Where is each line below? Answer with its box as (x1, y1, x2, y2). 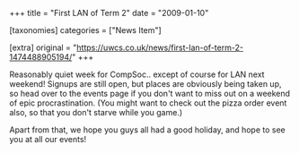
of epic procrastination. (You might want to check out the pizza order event (9, 98, 287, 108)
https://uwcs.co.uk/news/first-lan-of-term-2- (75, 42, 244, 53)
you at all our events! (9, 134, 87, 144)
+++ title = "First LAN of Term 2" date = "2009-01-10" (9, 8, 209, 18)
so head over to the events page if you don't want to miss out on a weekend (9, 89, 290, 98)
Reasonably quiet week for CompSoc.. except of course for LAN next (9, 69, 265, 80)
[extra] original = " (9, 42, 77, 53)
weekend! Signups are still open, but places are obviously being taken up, (9, 79, 282, 89)
